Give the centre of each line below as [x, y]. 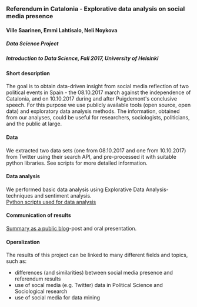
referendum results [38, 279]
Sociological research [41, 291]
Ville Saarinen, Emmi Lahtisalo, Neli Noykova [62, 30]
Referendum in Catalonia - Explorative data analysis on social [96, 9]
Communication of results [39, 215]
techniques [20, 195]
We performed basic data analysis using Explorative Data [76, 189]
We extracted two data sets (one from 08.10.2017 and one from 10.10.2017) [96, 150]
